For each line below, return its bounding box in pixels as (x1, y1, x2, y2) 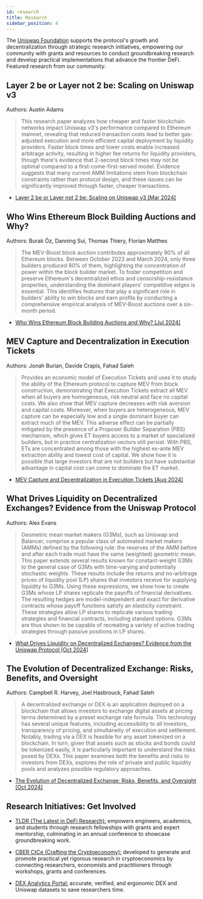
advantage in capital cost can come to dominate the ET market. (21, 464, 180, 471)
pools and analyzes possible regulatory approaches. (21, 765, 152, 773)
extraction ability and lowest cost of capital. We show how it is (21, 451, 177, 459)
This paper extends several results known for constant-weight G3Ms (21, 556, 193, 564)
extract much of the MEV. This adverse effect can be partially (21, 419, 175, 426)
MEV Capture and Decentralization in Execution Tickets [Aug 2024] (15, 476, 184, 483)
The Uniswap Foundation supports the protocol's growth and (6, 37, 159, 44)
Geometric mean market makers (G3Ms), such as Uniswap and (21, 531, 179, 538)
